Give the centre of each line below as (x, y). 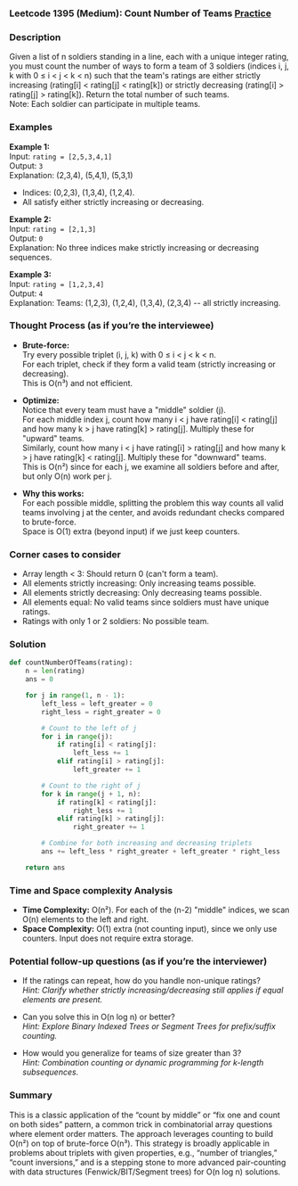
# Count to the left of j (89, 728)
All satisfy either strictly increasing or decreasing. (113, 202)
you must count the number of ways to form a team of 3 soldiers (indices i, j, (149, 66)
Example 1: (30, 146)
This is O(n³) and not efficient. (77, 383)
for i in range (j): (77, 737)
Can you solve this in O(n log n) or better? (99, 1017)
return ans (45, 868)
